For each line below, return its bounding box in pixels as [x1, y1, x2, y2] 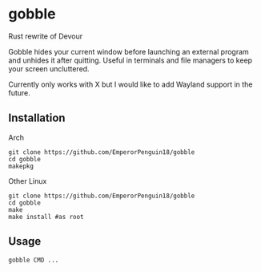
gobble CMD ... [8, 256, 59, 264]
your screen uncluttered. [8, 63, 90, 73]
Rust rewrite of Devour [8, 31, 82, 41]
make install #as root [8, 213, 84, 221]
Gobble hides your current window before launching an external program [8, 47, 250, 56]
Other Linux [8, 176, 47, 185]
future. [8, 87, 30, 97]
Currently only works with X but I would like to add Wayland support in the [8, 79, 253, 89]
